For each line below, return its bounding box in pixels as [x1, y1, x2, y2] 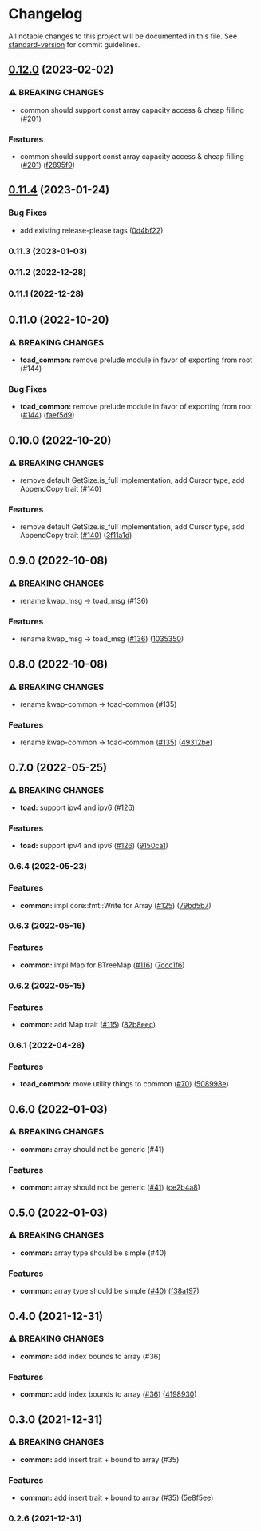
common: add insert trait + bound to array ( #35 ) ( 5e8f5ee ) [19, 1493, 214, 1503]
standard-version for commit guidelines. [8, 39, 140, 49]
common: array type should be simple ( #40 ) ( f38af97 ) [19, 1286, 200, 1296]
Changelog [8, 5, 83, 23]
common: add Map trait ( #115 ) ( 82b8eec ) [19, 1019, 156, 1029]
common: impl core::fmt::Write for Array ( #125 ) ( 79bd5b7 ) [19, 900, 212, 910]
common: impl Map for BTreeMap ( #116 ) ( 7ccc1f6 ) [19, 960, 185, 970]
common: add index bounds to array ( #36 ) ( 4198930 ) [19, 1389, 197, 1399]
